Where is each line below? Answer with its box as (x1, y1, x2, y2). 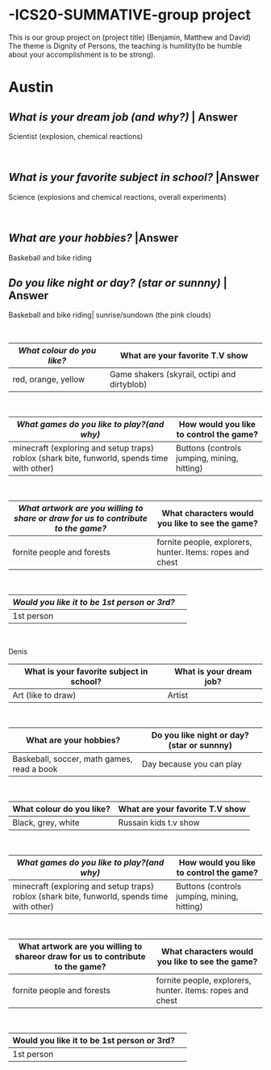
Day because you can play (141, 759, 242, 770)
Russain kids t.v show (118, 817, 200, 828)
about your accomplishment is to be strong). (8, 49, 156, 59)
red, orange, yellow (12, 374, 85, 385)
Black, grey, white (12, 817, 80, 828)
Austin (8, 78, 54, 96)
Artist (167, 690, 188, 701)
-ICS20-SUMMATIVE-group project (8, 6, 252, 24)
